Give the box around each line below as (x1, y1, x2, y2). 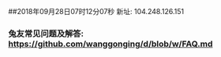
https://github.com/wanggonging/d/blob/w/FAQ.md (8, 38, 213, 49)
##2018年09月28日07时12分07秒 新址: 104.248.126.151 (8, 7, 184, 16)
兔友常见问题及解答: (8, 28, 84, 39)
